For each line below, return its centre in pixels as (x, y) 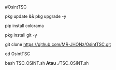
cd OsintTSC (18, 54)
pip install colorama (25, 26)
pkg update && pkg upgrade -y (36, 16)
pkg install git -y (21, 35)
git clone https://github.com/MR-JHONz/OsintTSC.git (58, 44)
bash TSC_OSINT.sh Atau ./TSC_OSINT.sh (47, 63)
